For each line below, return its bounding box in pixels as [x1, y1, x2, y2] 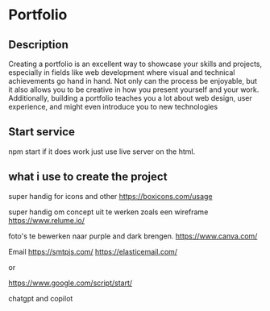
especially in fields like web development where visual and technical [8, 68, 235, 77]
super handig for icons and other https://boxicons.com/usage [8, 191, 213, 201]
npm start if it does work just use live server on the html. [8, 147, 196, 156]
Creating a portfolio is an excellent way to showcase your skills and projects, [8, 59, 263, 68]
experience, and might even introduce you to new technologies [8, 102, 218, 111]
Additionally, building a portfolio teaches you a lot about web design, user [8, 93, 252, 102]
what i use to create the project [8, 170, 168, 184]
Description [8, 38, 69, 52]
